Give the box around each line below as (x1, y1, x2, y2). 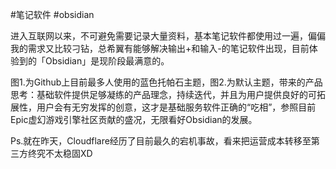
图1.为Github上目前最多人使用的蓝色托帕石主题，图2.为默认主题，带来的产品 (10, 76, 323, 88)
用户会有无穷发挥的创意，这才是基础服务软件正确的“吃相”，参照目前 (36, 101, 317, 113)
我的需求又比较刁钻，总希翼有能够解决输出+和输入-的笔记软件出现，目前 (10, 43, 310, 54)
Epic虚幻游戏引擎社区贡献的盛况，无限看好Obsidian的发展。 (10, 114, 258, 125)
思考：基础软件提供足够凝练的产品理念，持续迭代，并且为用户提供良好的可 (10, 89, 317, 100)
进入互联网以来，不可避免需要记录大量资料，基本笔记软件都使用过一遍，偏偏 (10, 30, 326, 42)
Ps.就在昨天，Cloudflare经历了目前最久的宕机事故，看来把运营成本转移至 (10, 135, 312, 147)
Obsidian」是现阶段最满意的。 (44, 55, 170, 67)
